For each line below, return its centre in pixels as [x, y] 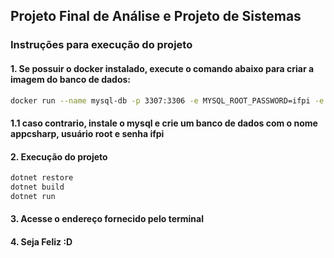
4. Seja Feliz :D [41, 242]
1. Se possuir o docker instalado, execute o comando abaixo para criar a [162, 68]
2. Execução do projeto [59, 156]
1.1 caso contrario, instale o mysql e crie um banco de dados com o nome [164, 123]
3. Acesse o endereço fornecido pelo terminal [107, 219]
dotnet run [33, 196]
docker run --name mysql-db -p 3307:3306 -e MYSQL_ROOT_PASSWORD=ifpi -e [167, 100]
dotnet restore [42, 178]
